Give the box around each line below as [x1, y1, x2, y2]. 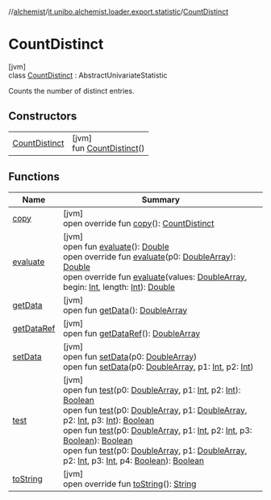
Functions [8, 170, 60, 184]
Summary [141, 194, 180, 205]
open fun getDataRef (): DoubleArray [63, 327, 200, 338]
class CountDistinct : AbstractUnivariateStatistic [8, 70, 168, 80]
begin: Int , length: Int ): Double [63, 281, 176, 292]
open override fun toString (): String [63, 478, 197, 489]
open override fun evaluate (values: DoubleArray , [63, 271, 248, 282]
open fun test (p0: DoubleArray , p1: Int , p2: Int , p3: [63, 424, 252, 435]
